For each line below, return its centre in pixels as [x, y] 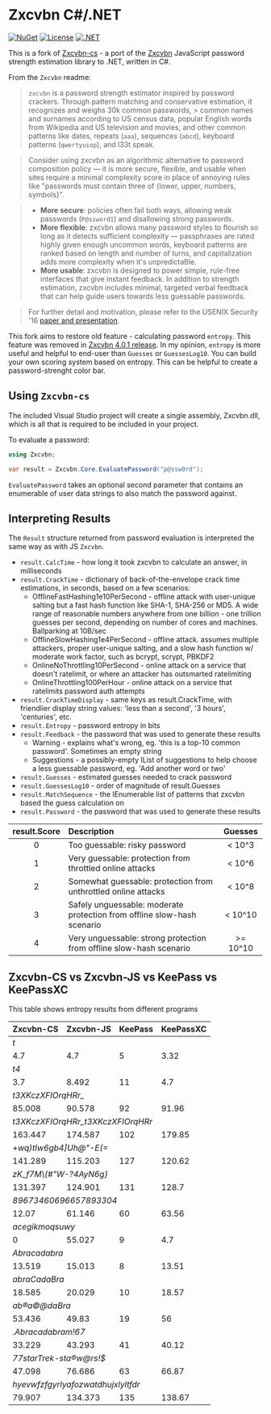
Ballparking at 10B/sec [69, 631]
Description [91, 832]
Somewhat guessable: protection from [141, 882]
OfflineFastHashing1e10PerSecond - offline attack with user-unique [144, 597]
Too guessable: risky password [127, 845]
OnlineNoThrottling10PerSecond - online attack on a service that [139, 666]
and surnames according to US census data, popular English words [140, 118]
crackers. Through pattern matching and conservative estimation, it [140, 101]
